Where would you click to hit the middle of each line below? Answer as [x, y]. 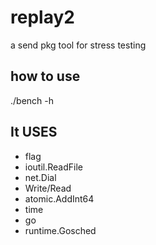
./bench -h [32, 100]
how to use [45, 76]
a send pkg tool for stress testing [78, 45]
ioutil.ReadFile [53, 167]
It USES [34, 132]
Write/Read [48, 188]
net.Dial [40, 177]
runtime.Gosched [60, 230]
